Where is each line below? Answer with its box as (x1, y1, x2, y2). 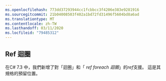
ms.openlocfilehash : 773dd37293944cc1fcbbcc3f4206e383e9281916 (5, 7, 140, 12)
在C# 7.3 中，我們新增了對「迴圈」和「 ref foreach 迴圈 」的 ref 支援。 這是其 (5, 64, 161, 70)
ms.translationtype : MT (5, 16, 55, 21)
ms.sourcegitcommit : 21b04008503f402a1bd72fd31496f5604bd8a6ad (5, 12, 140, 17)
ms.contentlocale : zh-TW (5, 21, 57, 26)
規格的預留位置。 (5, 70, 40, 76)
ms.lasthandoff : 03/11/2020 (5, 26, 64, 31)
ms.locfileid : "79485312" (5, 30, 59, 35)
